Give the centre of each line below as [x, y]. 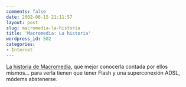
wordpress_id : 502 [29, 39]
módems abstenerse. [32, 79]
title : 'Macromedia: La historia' [49, 34]
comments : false [26, 11]
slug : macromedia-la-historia [43, 28]
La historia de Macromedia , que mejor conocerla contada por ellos [87, 66]
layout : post [22, 22]
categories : [21, 45]
